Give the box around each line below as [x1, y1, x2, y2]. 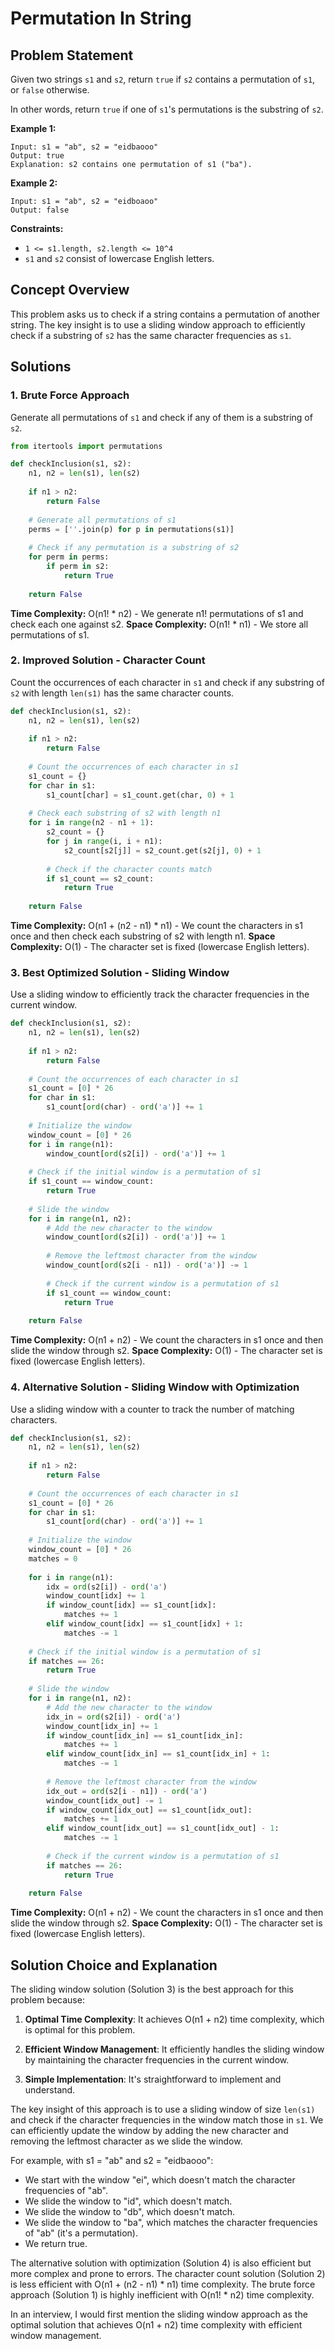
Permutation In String [10, 7, 192, 30]
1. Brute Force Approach [10, 388, 130, 402]
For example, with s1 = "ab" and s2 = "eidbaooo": [10, 2155, 214, 2167]
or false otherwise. [10, 84, 90, 96]
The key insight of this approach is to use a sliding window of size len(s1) [10, 2103, 316, 2116]
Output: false [10, 205, 70, 215]
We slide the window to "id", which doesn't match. [24, 2195, 233, 2207]
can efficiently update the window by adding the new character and [10, 2125, 289, 2137]
